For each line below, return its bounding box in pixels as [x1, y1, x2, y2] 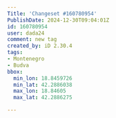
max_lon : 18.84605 [13, 87, 67, 94]
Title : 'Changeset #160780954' [7, 10, 97, 17]
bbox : [7, 68, 23, 75]
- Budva [7, 62, 30, 69]
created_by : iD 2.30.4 [7, 42, 72, 49]
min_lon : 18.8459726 [13, 74, 72, 82]
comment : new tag [7, 36, 57, 43]
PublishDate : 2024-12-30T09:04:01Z [7, 17, 110, 24]
